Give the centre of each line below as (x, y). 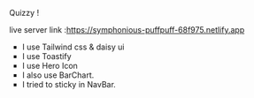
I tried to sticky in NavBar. (69, 84)
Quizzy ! (24, 13)
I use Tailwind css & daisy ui (73, 47)
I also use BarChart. (58, 75)
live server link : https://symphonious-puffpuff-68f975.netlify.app (127, 30)
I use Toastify (47, 56)
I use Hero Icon (50, 66)
